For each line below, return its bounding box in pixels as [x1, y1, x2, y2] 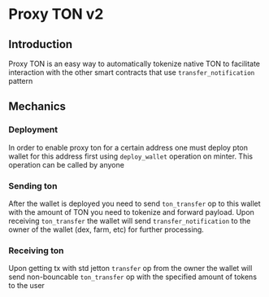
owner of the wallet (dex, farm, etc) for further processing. [8, 225, 205, 234]
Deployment [8, 124, 59, 135]
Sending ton [8, 180, 58, 191]
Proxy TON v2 [8, 5, 104, 24]
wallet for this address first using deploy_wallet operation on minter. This [8, 151, 254, 161]
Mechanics [8, 99, 67, 114]
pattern [8, 76, 33, 85]
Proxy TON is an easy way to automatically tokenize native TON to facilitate [8, 59, 261, 68]
